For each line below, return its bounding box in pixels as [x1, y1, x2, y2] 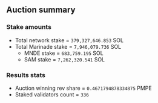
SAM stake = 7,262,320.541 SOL [24, 55, 105, 63]
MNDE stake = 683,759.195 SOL [24, 49, 104, 57]
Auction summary [6, 5, 76, 15]
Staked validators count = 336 [15, 90, 89, 98]
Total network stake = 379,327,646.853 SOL [15, 36, 124, 44]
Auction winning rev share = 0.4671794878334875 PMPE [15, 84, 153, 92]
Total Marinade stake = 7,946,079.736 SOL [15, 43, 122, 50]
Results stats [6, 70, 45, 79]
